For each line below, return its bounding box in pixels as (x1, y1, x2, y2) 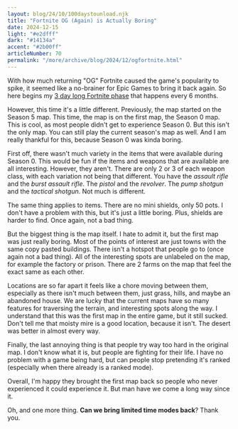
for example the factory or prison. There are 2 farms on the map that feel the (7, 260, 232, 268)
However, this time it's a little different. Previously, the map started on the (7, 105, 222, 114)
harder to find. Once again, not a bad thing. (7, 216, 134, 224)
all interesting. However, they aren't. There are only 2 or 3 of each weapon (7, 164, 225, 173)
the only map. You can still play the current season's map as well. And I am (7, 127, 227, 136)
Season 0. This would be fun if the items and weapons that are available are (7, 157, 229, 165)
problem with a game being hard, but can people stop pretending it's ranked (7, 355, 231, 364)
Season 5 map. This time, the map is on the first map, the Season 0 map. (7, 112, 220, 121)
